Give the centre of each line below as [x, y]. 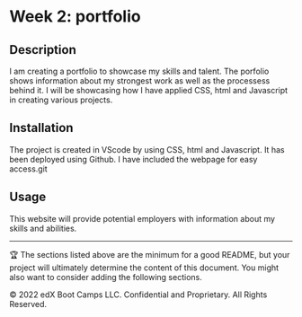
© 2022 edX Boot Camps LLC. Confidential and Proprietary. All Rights [138, 295]
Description [43, 50]
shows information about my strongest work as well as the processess [140, 81]
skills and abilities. [43, 228]
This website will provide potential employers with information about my [142, 218]
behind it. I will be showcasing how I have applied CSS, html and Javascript [149, 90]
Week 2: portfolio [75, 17]
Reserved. [28, 304]
